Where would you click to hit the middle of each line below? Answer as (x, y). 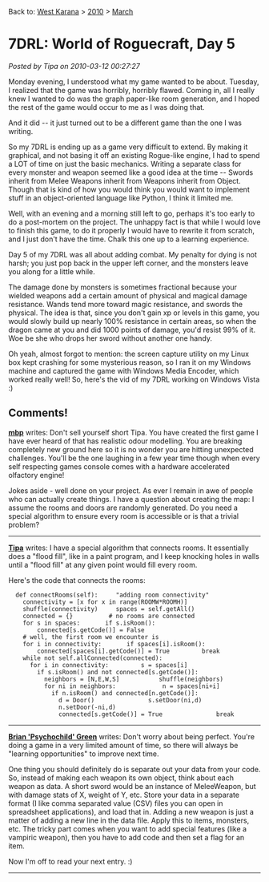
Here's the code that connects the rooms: (77, 580)
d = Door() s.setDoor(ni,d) (130, 700)
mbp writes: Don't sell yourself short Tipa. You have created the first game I (133, 432)
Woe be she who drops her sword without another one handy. (110, 338)
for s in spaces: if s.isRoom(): (89, 623)
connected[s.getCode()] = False (91, 630)
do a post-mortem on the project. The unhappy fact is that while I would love (134, 222)
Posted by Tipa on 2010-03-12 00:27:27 (74, 66)
